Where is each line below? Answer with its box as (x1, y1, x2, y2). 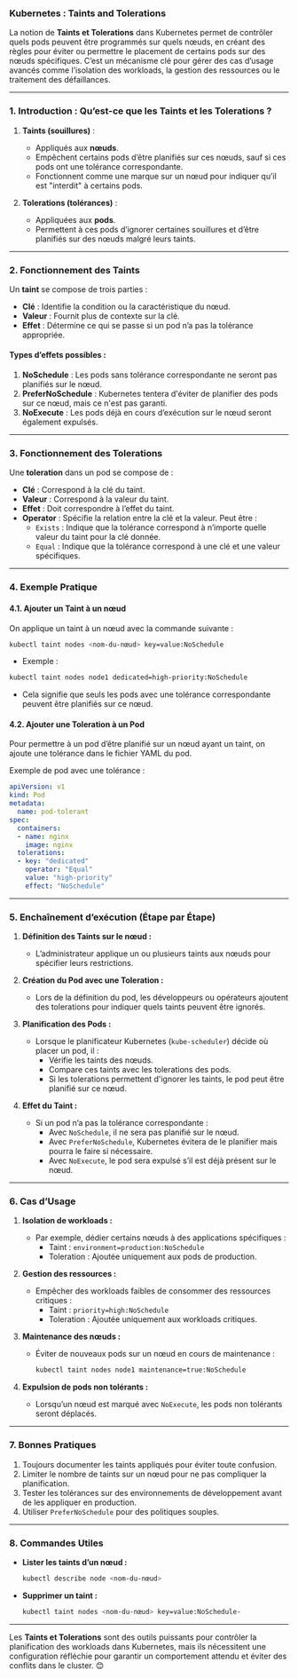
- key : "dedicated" (17, 857, 90, 866)
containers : (17, 824, 62, 833)
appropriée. (21, 329, 65, 340)
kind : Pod (9, 791, 46, 800)
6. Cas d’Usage (9, 1195, 76, 1207)
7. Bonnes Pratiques (9, 1439, 97, 1452)
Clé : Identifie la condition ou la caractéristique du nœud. (21, 301, 231, 312)
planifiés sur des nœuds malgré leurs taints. (35, 233, 197, 244)
